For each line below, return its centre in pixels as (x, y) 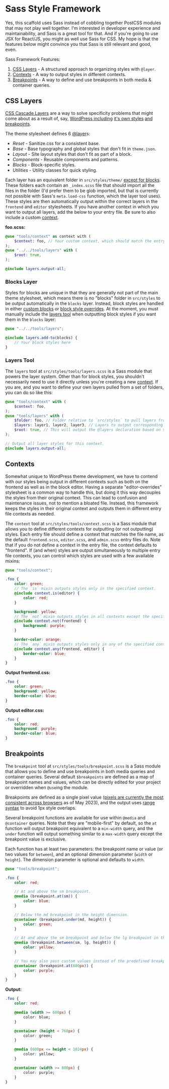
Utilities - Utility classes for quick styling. (55, 170)
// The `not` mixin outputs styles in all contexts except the (82, 616)
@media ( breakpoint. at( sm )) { (46, 896)
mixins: (13, 561)
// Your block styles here (43, 342)
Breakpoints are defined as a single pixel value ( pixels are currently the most (84, 797)
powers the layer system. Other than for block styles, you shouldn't (75, 376)
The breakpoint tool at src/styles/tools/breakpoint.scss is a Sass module (83, 766)
